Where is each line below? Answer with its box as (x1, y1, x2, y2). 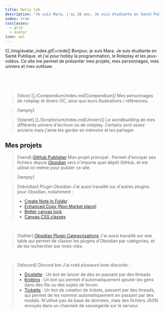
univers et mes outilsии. (5, 63, 53, 69)
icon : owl (5, 35, 25, 40)
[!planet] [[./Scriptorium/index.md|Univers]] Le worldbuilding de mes (17, 117, 155, 123)
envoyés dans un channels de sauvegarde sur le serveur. (24, 302, 139, 308)
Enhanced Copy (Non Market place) (24, 203, 97, 209)
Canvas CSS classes (24, 213, 66, 220)
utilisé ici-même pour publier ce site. (17, 165, 91, 170)
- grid (9, 25, 23, 30)
